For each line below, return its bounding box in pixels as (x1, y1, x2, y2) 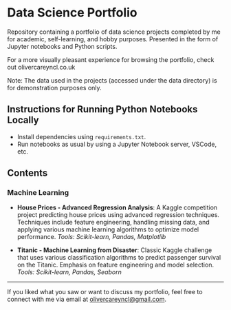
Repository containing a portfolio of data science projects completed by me (7, 28, 221, 36)
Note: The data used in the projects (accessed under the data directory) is (7, 76, 218, 84)
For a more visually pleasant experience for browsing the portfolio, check (7, 55, 214, 63)
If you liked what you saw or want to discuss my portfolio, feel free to (7, 288, 203, 296)
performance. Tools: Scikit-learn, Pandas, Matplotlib (16, 233, 166, 241)
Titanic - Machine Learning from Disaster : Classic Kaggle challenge (16, 246, 212, 254)
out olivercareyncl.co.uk (7, 63, 76, 71)
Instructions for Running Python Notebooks (7, 103, 198, 115)
